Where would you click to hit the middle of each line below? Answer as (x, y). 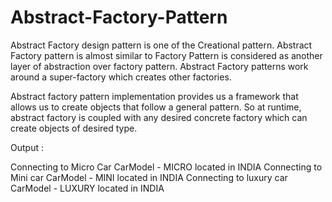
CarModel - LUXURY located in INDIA (87, 188)
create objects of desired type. (74, 128)
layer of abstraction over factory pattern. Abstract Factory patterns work (159, 66)
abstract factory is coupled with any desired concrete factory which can (159, 117)
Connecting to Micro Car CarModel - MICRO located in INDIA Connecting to (166, 167)
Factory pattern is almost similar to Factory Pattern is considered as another (166, 55)
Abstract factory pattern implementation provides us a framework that (154, 96)
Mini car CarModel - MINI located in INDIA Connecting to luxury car (149, 177)
